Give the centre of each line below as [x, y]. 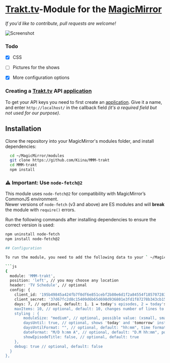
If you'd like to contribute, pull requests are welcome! [61, 23]
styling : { [27, 313]
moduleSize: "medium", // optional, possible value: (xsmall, [90, 318]
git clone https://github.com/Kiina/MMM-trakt [60, 160]
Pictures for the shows [36, 67]
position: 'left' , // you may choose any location [64, 280]
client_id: [26, 295]
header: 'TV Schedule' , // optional [48, 285]
